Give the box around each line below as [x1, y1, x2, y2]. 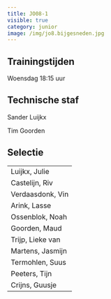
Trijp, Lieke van [10, 235, 61, 245]
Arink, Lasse [10, 200, 52, 210]
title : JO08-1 [7, 10, 49, 17]
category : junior [7, 23, 58, 30]
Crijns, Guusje [10, 280, 57, 290]
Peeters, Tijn [10, 268, 52, 278]
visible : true [7, 17, 49, 24]
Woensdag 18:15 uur [7, 74, 66, 82]
